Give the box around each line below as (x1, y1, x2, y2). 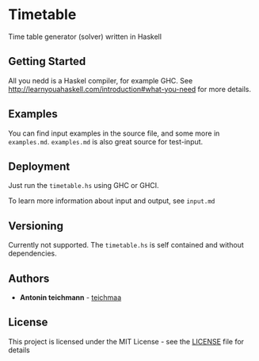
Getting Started (8, 55, 86, 68)
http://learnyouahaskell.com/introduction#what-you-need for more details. (8, 84, 252, 94)
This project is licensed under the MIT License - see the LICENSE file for (8, 336, 244, 346)
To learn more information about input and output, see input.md (8, 196, 215, 205)
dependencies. (8, 248, 57, 259)
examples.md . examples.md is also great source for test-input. (8, 136, 204, 146)
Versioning (8, 219, 63, 232)
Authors (8, 271, 50, 285)
